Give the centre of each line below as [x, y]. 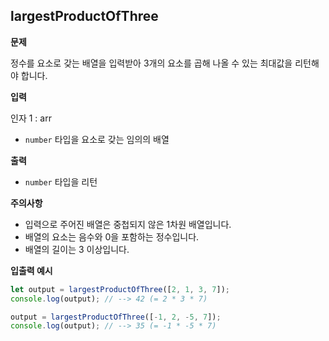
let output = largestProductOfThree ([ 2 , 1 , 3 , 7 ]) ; [120, 289]
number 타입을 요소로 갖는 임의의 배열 [97, 139]
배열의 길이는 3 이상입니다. [77, 249]
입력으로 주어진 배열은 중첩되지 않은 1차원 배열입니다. [128, 224]
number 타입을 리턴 [61, 181]
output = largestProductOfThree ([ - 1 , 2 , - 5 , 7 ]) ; [116, 317]
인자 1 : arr [31, 118]
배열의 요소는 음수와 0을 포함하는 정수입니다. [112, 236]
